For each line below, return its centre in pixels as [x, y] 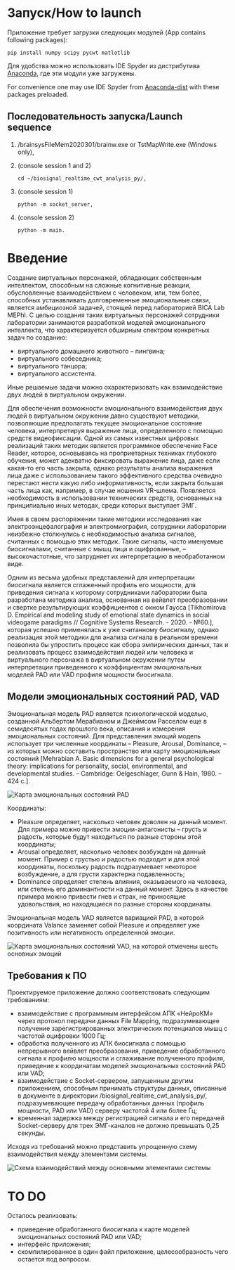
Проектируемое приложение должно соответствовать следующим [109, 992]
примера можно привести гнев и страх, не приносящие [101, 896]
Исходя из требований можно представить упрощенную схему [102, 1147]
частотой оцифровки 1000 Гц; [62, 1036]
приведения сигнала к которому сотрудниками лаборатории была [107, 592]
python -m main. [41, 230]
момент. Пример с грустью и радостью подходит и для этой [108, 859]
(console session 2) [46, 217]
